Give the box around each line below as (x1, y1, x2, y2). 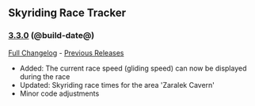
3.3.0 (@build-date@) (8, 30, 95, 41)
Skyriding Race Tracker (8, 6, 127, 20)
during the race (19, 71, 70, 81)
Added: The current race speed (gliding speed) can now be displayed (19, 63, 247, 73)
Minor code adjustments (19, 89, 100, 98)
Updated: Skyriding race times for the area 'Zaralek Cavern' (19, 80, 215, 89)
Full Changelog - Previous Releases (8, 47, 124, 58)
